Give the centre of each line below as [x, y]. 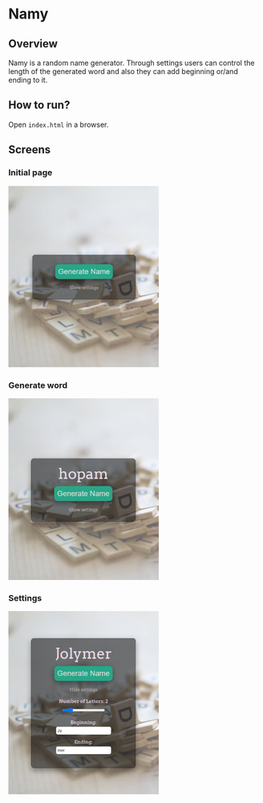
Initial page [30, 173]
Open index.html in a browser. [59, 124]
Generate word [38, 385]
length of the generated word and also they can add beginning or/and [123, 71]
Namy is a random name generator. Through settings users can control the [131, 63]
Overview [33, 44]
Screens [29, 150]
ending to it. [28, 80]
